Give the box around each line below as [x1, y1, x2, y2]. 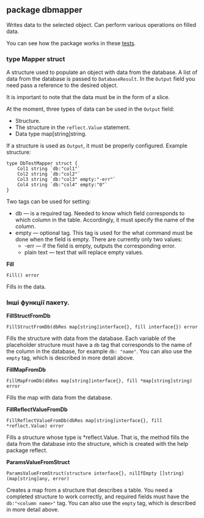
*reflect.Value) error [6, 423, 64, 429]
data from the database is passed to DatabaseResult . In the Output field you [6, 75, 195, 83]
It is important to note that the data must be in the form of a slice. [6, 94, 170, 101]
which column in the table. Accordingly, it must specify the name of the [15, 216, 195, 224]
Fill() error [6, 272, 40, 279]
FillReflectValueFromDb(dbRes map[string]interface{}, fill [6, 418, 163, 424]
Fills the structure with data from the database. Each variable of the [6, 335, 176, 342]
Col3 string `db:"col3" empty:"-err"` [17, 177, 116, 183]
